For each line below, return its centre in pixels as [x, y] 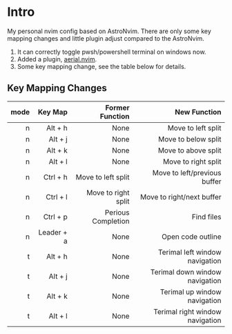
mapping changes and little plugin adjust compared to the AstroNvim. [106, 38]
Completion [111, 221]
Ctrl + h [56, 177]
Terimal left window [190, 252]
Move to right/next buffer [181, 197]
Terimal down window [186, 272]
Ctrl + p [55, 217]
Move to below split [190, 139]
